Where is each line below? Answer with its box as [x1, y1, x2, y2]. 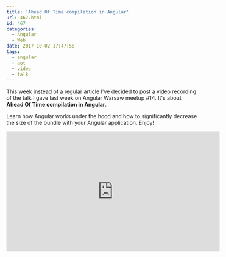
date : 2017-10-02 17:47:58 [6, 43, 75, 49]
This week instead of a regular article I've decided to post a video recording [6, 88, 197, 95]
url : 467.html [6, 15, 43, 21]
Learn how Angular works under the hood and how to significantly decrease [6, 113, 197, 120]
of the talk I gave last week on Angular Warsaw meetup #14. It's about [6, 94, 182, 102]
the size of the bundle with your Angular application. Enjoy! [6, 119, 154, 127]
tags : [6, 49, 20, 55]
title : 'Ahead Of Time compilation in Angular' [6, 9, 130, 15]
